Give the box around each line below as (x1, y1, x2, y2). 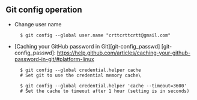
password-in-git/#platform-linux (14, 55, 94, 62)
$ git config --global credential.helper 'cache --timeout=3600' (20, 83, 187, 89)
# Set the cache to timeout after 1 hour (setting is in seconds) (20, 88, 190, 94)
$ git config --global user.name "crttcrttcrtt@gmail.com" (20, 32, 171, 38)
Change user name (14, 20, 62, 28)
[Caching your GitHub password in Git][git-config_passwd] (14, 43, 160, 50)
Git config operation (5, 5, 82, 15)
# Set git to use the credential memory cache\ (20, 72, 142, 78)
